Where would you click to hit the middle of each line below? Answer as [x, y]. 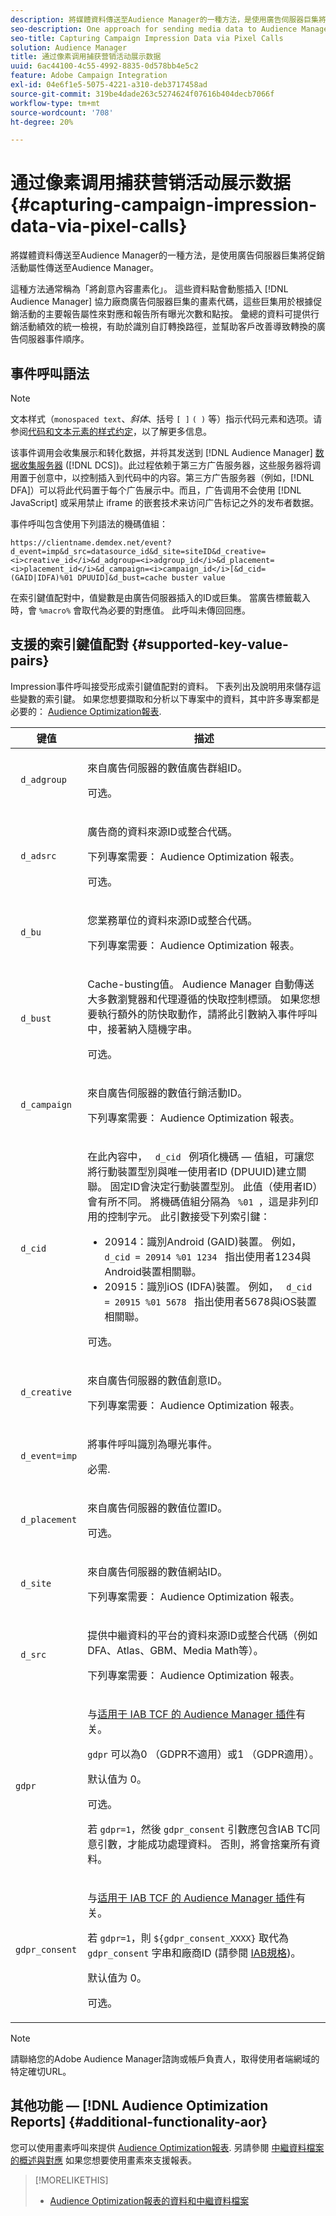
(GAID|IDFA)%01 [42, 578]
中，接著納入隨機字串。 [142, 1029]
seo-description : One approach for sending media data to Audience [154, 29]
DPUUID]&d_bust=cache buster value [151, 578]
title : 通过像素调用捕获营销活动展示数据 [86, 57]
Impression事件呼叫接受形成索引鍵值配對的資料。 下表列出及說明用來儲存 [161, 686]
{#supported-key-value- [210, 644]
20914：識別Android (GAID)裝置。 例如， [203, 1241]
